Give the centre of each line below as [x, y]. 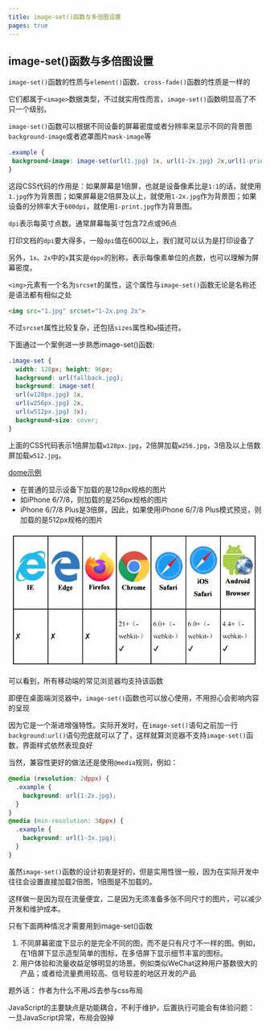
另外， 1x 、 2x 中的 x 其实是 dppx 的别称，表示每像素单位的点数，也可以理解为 [130, 257]
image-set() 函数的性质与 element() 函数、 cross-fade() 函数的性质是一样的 [129, 82]
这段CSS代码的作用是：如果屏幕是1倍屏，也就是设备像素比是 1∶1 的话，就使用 [135, 186]
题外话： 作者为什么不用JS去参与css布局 [76, 990]
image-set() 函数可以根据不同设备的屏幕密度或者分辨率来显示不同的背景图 [130, 126]
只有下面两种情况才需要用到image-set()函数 [81, 925]
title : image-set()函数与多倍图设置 [65, 17]
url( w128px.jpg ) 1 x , [50, 395]
